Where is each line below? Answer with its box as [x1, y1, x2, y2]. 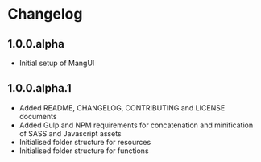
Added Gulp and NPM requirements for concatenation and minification [19, 120, 254, 130]
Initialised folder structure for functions [19, 146, 150, 156]
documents [19, 111, 57, 121]
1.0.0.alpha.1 [7, 81, 72, 95]
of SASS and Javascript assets [19, 128, 122, 138]
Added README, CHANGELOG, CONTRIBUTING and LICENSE [19, 102, 226, 113]
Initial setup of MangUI [19, 58, 95, 68]
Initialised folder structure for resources [19, 137, 151, 147]
